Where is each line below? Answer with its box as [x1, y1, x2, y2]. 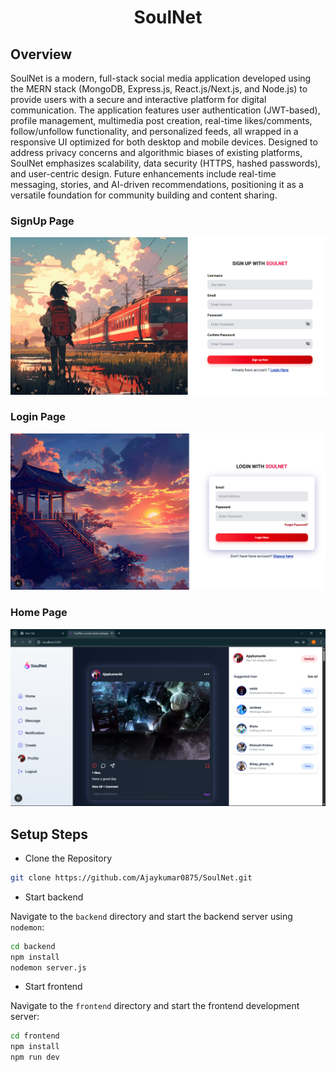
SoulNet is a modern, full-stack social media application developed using [10, 72, 312, 84]
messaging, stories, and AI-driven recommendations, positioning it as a [10, 179, 304, 190]
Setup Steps [10, 826, 88, 843]
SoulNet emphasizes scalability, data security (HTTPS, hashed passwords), [10, 157, 321, 169]
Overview [10, 46, 73, 63]
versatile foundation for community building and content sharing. [10, 189, 278, 201]
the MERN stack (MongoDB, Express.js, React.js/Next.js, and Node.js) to [10, 83, 308, 95]
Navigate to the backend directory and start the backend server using [10, 910, 293, 922]
